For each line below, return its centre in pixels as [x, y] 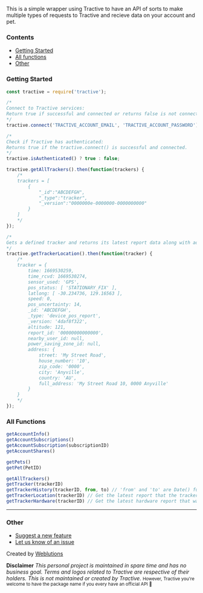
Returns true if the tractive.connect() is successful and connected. [97, 147]
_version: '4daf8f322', [58, 321]
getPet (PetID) [24, 467]
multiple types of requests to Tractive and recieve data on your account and [101, 15]
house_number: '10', [64, 361]
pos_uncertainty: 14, [55, 305]
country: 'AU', [58, 378]
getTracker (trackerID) [35, 484]
